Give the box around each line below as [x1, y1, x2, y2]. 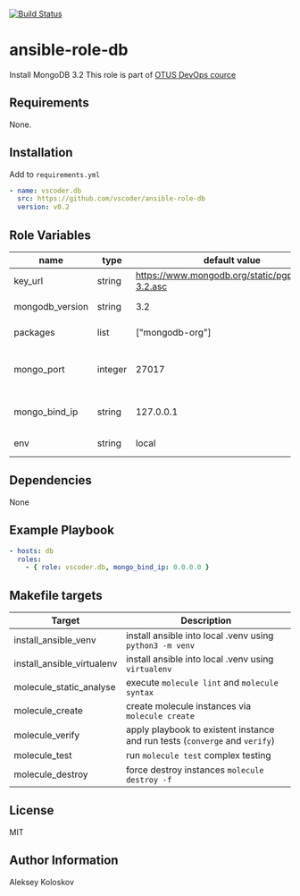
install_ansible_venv [13, 634, 96, 646]
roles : [17, 555, 42, 564]
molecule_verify [13, 730, 80, 742]
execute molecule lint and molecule [126, 677, 279, 689]
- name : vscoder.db [9, 186, 82, 195]
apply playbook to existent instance [126, 723, 275, 736]
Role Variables [9, 227, 91, 243]
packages [13, 327, 55, 338]
